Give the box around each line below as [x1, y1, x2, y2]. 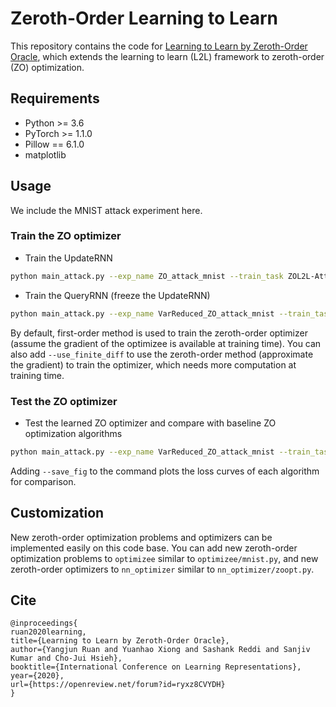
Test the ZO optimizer [10, 394, 118, 408]
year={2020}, [10, 671, 65, 681]
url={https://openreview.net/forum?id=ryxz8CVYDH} [10, 680, 226, 690]
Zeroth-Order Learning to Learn [10, 7, 278, 30]
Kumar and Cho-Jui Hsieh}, [10, 653, 123, 664]
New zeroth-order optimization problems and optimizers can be [10, 531, 273, 543]
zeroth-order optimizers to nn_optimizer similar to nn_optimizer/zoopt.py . [10, 563, 315, 575]
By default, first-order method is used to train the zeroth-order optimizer [10, 327, 308, 339]
